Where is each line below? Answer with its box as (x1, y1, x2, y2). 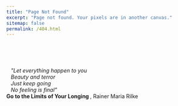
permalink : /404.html (6, 25, 61, 32)
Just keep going (10, 80, 52, 87)
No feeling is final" (10, 86, 58, 94)
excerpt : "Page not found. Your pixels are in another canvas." (6, 15, 173, 21)
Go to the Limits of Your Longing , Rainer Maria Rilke (6, 93, 139, 100)
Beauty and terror (10, 73, 56, 81)
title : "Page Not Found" (6, 8, 69, 15)
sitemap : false (6, 20, 45, 26)
